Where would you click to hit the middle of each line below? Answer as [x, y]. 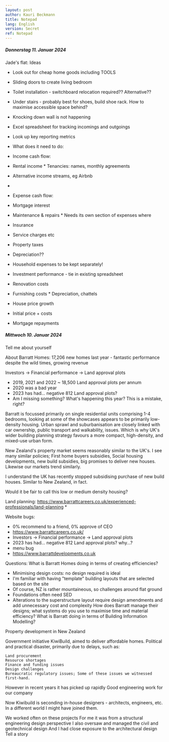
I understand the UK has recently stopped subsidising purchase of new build [85, 476]
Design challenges [24, 669]
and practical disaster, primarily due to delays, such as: [63, 646]
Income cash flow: [32, 156]
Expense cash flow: [33, 195]
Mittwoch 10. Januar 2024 [34, 335]
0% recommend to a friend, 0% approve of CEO [63, 526]
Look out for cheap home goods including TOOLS [64, 72]
